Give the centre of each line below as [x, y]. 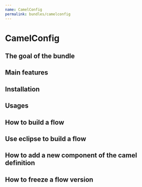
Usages [17, 106]
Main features [27, 73]
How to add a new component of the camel [71, 156]
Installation [22, 89]
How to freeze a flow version [49, 179]
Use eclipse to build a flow [46, 139]
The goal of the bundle [40, 56]
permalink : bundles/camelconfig [38, 14]
